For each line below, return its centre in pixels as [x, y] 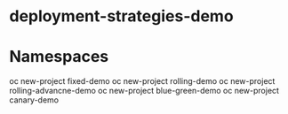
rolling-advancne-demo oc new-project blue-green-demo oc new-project [144, 91]
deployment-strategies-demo [121, 16]
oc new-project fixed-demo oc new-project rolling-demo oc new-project [142, 81]
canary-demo [34, 100]
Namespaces [59, 57]
